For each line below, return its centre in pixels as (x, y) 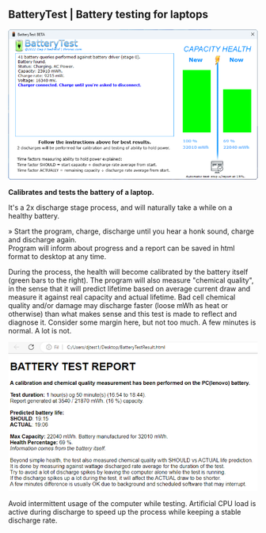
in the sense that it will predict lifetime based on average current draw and (129, 288)
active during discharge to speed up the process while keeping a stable (125, 512)
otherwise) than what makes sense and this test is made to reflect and (123, 314)
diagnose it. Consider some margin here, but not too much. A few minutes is (132, 322)
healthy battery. (34, 215)
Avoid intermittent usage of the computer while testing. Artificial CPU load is (132, 503)
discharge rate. (33, 520)
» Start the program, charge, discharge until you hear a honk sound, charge (131, 231)
